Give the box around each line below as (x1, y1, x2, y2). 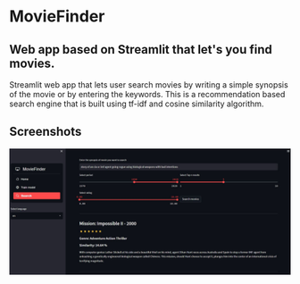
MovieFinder (9, 6, 105, 27)
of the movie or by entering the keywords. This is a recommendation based (9, 89, 286, 99)
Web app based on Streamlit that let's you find (9, 42, 272, 57)
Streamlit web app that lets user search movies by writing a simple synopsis (9, 79, 288, 90)
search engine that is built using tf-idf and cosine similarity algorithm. (9, 98, 264, 109)
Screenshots (9, 124, 82, 139)
